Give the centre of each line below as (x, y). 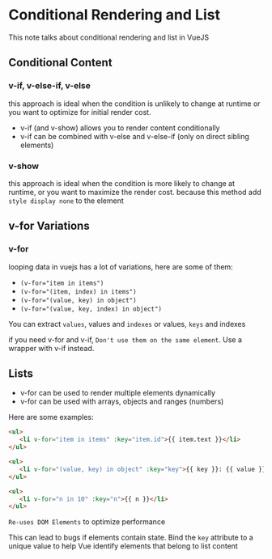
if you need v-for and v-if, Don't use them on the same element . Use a (125, 339)
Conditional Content (60, 63)
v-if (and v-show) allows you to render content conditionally (120, 128)
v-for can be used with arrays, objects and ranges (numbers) (122, 401)
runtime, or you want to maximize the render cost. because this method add (135, 192)
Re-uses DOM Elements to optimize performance (87, 522)
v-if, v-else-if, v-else (49, 86)
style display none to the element (66, 201)
